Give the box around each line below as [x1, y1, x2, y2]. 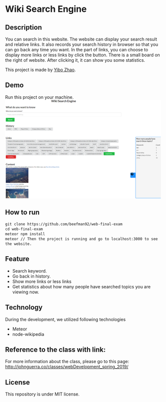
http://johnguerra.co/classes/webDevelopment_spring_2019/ [5, 364, 128, 370]
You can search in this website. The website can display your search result [5, 36, 157, 42]
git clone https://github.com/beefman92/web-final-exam [5, 222, 123, 227]
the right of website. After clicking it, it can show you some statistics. [5, 57, 146, 63]
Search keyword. [12, 268, 47, 274]
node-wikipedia [12, 331, 44, 337]
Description [5, 23, 42, 32]
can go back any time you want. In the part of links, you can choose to [5, 47, 148, 52]
